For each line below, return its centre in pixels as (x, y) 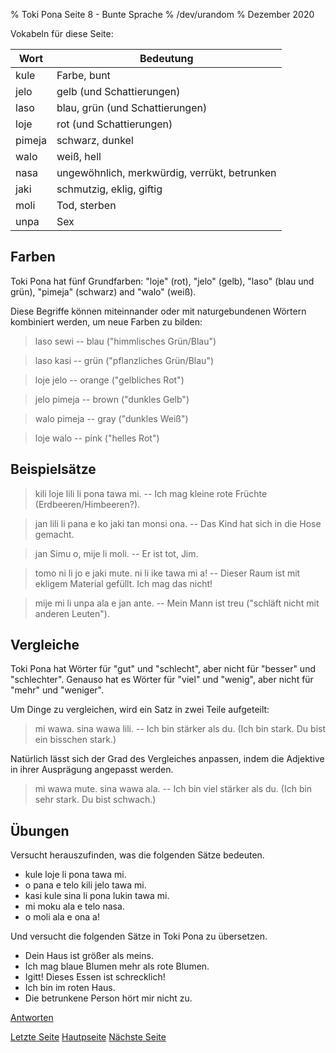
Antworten (32, 1018)
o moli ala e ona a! (62, 917)
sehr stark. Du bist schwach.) (95, 800)
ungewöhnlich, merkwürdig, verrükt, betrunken (166, 172)
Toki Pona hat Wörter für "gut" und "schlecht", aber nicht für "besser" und (163, 669)
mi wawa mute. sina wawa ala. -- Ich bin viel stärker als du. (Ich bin (173, 789)
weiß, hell (79, 156)
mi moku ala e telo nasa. (74, 906)
